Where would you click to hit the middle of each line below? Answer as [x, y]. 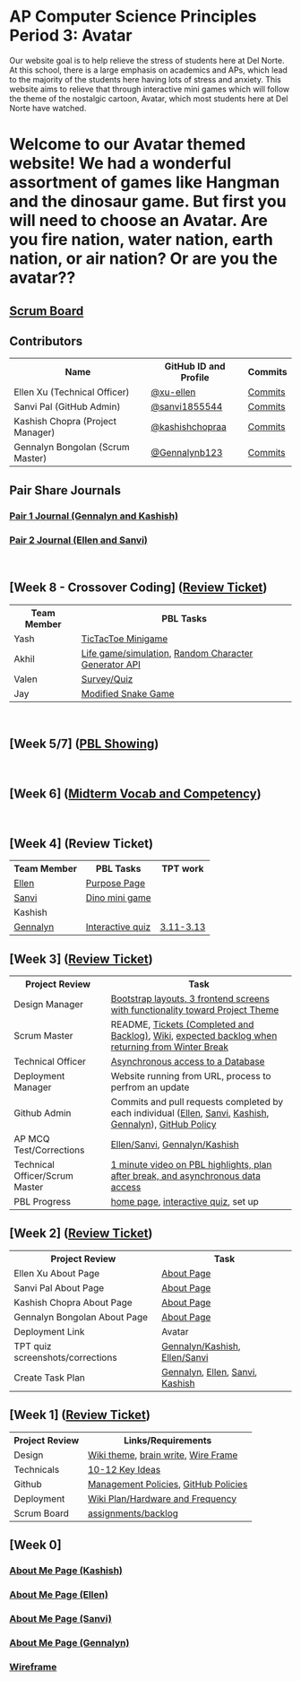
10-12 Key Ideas [125, 1469]
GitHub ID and [195, 367]
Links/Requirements [168, 1440]
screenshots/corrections [66, 1357]
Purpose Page [116, 884]
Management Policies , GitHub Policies [168, 1484]
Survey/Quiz [107, 679]
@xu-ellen [173, 392]
